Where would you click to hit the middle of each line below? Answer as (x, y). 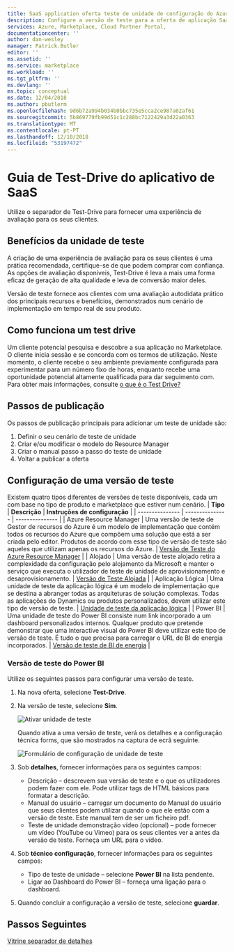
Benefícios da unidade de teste (76, 241)
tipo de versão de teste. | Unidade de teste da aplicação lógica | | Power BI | (116, 608)
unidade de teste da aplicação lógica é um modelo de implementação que (113, 586)
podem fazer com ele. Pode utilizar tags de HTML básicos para (118, 788)
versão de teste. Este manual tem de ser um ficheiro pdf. (109, 817)
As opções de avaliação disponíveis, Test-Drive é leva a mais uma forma (111, 272)
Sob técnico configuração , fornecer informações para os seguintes (115, 853)
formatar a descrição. (59, 795)
